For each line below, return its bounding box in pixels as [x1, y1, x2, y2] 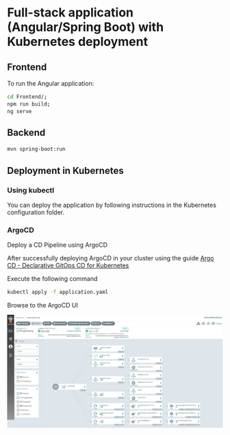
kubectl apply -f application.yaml [7, 289, 109, 296]
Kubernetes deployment [7, 34, 149, 49]
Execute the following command [7, 275, 98, 283]
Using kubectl [7, 185, 55, 195]
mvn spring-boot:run [7, 146, 66, 153]
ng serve [7, 108, 32, 114]
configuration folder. [7, 208, 65, 216]
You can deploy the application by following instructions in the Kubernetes [7, 201, 217, 209]
